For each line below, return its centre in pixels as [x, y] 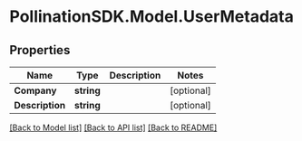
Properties [40, 50]
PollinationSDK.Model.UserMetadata [152, 17]
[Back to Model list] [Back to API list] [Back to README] [113, 127]
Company [35, 90]
